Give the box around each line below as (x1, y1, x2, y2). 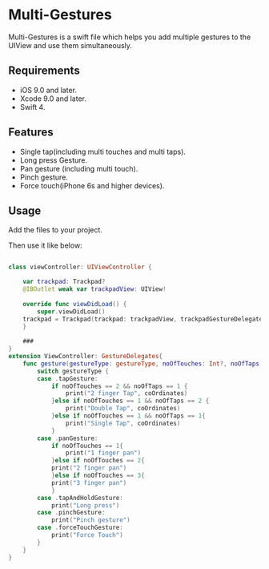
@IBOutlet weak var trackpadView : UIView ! (22, 285, 167, 293)
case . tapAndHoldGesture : (37, 494, 124, 502)
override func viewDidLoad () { (22, 300, 127, 308)
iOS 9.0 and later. (19, 85, 78, 95)
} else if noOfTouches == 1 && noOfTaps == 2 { (50, 397, 210, 406)
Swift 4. (19, 102, 46, 111)
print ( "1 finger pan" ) (65, 449, 142, 458)
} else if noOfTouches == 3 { (50, 471, 146, 479)
